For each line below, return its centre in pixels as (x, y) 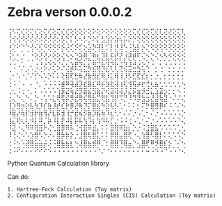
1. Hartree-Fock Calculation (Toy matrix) (70, 189)
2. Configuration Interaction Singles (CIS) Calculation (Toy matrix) (112, 196)
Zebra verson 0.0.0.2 (70, 12)
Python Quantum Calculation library (58, 163)
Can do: (18, 176)
